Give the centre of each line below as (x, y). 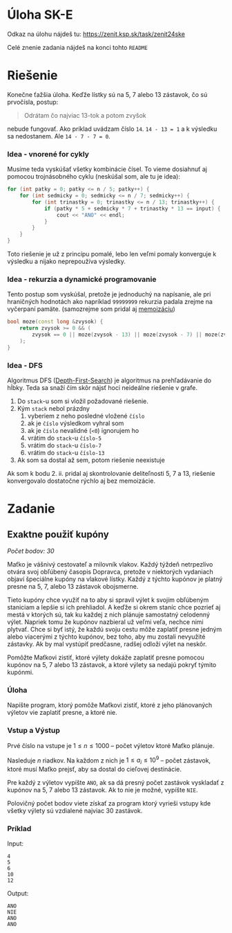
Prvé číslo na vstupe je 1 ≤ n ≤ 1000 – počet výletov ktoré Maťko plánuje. (111, 745)
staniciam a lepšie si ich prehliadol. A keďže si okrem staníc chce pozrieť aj (114, 607)
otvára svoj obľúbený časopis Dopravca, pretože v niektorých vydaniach (110, 572)
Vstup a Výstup (34, 731)
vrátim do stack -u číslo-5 (65, 438)
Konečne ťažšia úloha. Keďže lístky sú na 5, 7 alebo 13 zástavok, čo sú (107, 94)
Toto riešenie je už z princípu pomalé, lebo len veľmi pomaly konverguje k (112, 254)
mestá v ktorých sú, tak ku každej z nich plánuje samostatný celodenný (109, 615)
